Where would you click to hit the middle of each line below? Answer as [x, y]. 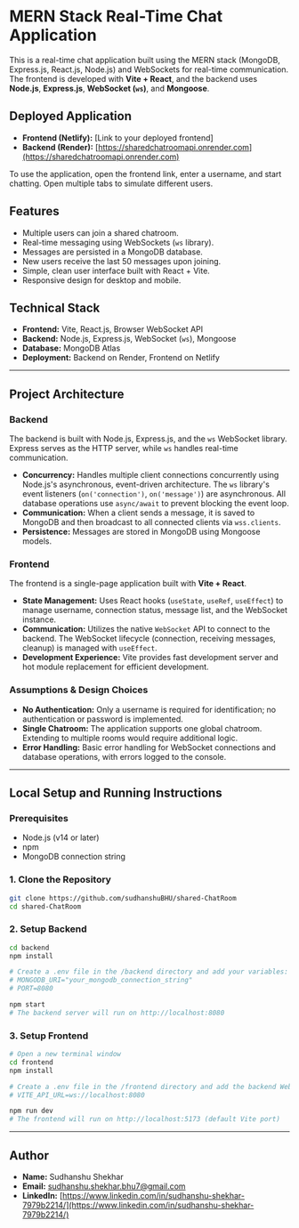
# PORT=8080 [31, 989]
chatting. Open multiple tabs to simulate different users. [111, 183]
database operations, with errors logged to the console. [124, 756]
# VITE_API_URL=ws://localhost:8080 [77, 1095]
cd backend [29, 948]
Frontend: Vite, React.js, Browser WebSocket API [113, 329]
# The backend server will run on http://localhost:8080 [117, 1013]
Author [29, 1155]
